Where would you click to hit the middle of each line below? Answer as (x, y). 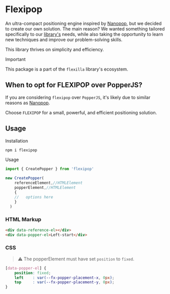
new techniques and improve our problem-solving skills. (64, 40)
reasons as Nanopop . (28, 103)
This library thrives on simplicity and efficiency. (55, 49)
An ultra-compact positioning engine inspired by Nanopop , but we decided (83, 23)
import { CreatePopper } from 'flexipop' (50, 169)
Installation (17, 141)
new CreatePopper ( (25, 178)
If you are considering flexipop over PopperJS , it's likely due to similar (78, 97)
